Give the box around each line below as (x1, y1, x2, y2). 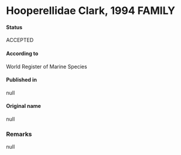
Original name (6, 103, 41, 110)
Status (6, 23, 23, 30)
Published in (6, 76, 37, 83)
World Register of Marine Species (6, 63, 87, 70)
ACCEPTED (6, 37, 34, 44)
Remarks (6, 130, 32, 138)
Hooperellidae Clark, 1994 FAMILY (6, 4, 176, 17)
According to (6, 50, 39, 57)
